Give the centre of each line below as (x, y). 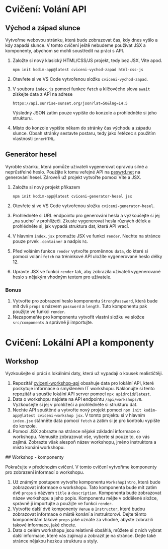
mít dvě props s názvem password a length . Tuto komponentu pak (80, 307)
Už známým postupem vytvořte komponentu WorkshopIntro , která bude (87, 482)
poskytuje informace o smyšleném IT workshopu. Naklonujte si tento (83, 389)
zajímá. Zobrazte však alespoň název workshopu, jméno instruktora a (85, 442)
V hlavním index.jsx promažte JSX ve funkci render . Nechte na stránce (87, 236)
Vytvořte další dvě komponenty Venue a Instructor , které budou (79, 509)
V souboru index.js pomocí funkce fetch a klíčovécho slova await (81, 89)
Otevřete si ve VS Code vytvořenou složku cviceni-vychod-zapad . (80, 79)
